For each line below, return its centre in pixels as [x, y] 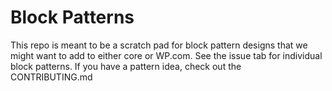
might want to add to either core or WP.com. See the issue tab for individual [166, 55]
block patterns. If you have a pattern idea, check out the [126, 66]
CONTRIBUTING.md [51, 77]
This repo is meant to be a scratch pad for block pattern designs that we [159, 45]
